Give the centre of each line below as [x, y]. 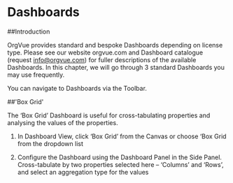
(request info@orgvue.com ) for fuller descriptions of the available [102, 59]
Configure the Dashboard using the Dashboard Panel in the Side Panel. [120, 157]
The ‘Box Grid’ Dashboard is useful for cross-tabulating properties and [109, 115]
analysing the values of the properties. [63, 122]
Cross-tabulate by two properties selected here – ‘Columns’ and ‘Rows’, [120, 164]
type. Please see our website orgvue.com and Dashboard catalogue [105, 52]
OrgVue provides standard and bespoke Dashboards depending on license [115, 45]
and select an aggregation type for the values [83, 172]
